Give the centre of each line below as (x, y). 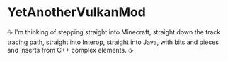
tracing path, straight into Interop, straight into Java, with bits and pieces (113, 42)
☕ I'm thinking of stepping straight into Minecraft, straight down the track (114, 32)
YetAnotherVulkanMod (77, 12)
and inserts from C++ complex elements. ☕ (70, 50)
